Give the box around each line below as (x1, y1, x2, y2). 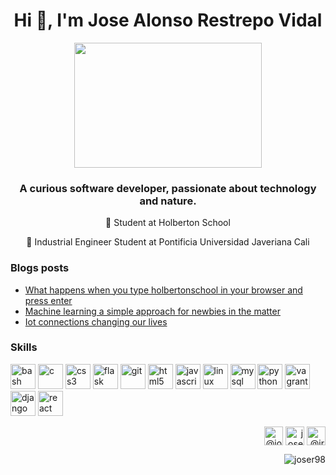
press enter (24, 294, 73, 306)
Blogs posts (10, 261, 70, 275)
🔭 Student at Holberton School (105, 217, 231, 229)
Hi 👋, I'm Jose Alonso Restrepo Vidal (13, 9, 323, 32)
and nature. (139, 194, 197, 208)
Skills (10, 340, 38, 354)
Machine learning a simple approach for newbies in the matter (24, 305, 281, 317)
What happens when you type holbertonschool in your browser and (24, 284, 303, 296)
